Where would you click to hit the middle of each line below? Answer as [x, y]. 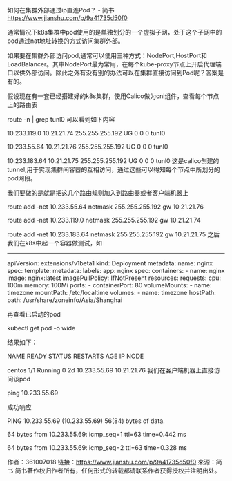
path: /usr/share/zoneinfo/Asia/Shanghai [65, 300]
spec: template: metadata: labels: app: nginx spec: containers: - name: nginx [116, 271]
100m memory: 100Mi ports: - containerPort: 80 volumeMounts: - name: [109, 285]
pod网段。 [22, 178]
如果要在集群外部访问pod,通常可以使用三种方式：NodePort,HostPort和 [107, 55]
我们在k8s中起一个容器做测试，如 [55, 243]
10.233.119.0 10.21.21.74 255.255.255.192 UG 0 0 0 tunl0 [86, 133]
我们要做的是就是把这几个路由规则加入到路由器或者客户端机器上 [98, 193]
